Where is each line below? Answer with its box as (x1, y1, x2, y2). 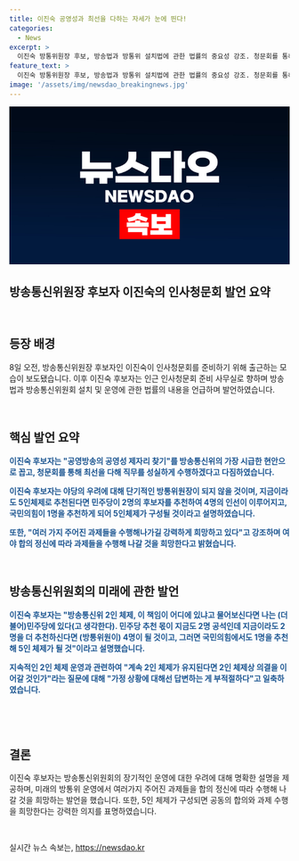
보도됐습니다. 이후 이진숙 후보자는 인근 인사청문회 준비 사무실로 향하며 (25, 373, 269, 384)
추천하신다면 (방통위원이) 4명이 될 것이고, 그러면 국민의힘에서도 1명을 (34, 632, 273, 642)
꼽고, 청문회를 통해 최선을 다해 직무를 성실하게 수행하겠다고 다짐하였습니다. (18, 467, 275, 477)
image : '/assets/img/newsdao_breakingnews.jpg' (9, 80, 190, 89)
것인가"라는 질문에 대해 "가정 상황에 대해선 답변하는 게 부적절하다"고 (25, 673, 262, 683)
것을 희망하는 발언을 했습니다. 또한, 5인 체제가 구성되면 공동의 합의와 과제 (18, 795, 272, 806)
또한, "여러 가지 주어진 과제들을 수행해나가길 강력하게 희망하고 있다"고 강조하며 (9, 526, 281, 537)
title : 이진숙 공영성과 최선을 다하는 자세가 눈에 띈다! (9, 14, 188, 23)
